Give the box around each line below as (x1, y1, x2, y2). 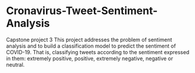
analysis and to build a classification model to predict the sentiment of (6, 42, 176, 49)
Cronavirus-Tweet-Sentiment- (6, 4, 158, 18)
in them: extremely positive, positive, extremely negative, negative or (6, 55, 174, 62)
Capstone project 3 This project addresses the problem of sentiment (6, 36, 173, 43)
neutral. (6, 61, 25, 68)
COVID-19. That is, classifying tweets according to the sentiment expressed (6, 48, 190, 55)
